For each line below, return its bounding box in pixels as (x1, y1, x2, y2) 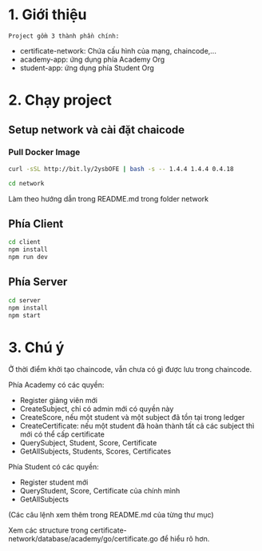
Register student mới (19, 477, 89, 487)
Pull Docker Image (8, 146, 81, 158)
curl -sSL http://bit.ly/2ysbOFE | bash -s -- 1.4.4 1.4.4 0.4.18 (8, 165, 234, 173)
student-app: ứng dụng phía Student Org (19, 62, 154, 73)
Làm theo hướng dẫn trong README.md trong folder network (8, 194, 209, 203)
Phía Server (8, 275, 68, 289)
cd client (8, 238, 42, 246)
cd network (8, 179, 45, 187)
